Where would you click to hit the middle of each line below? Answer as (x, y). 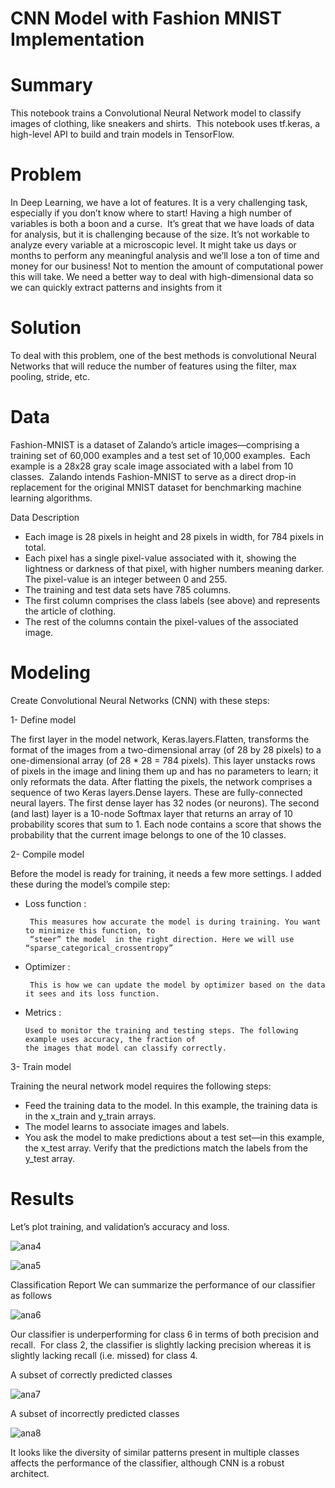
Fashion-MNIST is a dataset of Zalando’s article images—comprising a (155, 444)
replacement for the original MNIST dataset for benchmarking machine (156, 487)
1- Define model (43, 719)
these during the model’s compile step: (90, 884)
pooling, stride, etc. (50, 376)
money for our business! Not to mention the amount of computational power (167, 266)
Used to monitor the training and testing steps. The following (161, 1030)
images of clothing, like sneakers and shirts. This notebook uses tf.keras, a (165, 124)
